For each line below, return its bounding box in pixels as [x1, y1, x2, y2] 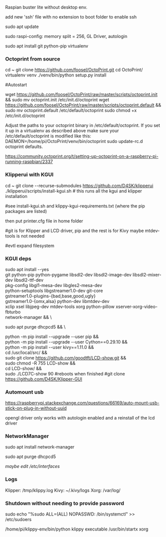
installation [5, 193, 27, 199]
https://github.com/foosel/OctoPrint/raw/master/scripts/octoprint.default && [5, 102, 162, 108]
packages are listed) [5, 208, 47, 214]
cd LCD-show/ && [5, 365, 42, 371]
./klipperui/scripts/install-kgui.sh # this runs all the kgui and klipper [5, 187, 142, 194]
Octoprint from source [5, 55, 61, 62]
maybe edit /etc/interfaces [5, 463, 60, 469]
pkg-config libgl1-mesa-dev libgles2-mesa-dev [5, 282, 102, 288]
